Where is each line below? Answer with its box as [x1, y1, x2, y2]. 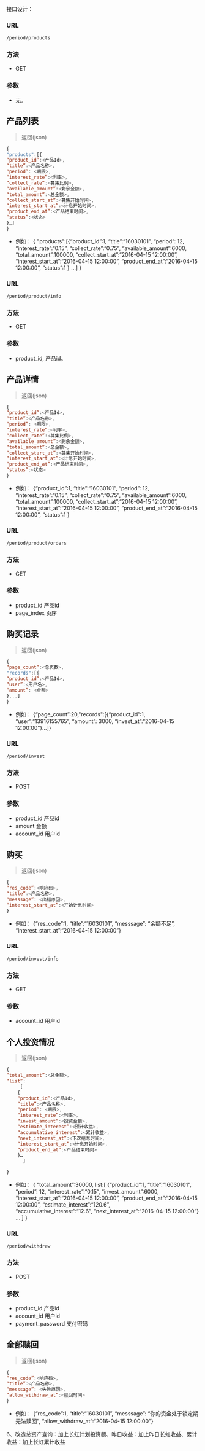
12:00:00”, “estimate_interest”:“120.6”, [15, 1201, 111, 1208]
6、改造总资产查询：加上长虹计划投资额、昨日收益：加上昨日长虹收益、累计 [6, 1430, 198, 1437]
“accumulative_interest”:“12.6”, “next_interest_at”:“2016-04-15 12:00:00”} [15, 1208, 199, 1215]
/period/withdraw [6, 1243, 51, 1250]
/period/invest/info [6, 956, 59, 962]
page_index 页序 [15, 609, 57, 616]
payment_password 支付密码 [15, 1320, 88, 1327]
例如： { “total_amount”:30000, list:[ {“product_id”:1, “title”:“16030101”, [15, 1181, 192, 1189]
